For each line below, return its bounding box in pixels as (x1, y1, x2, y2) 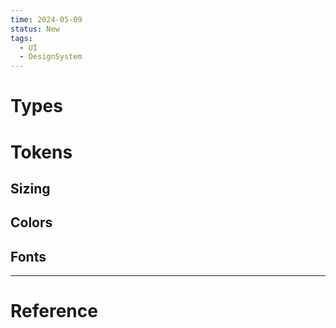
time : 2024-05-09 (10, 14, 83, 25)
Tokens (10, 141, 73, 163)
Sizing (10, 180, 51, 197)
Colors (10, 214, 53, 231)
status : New (10, 24, 60, 34)
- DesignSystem (19, 52, 83, 62)
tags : (10, 33, 33, 43)
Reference (10, 300, 98, 323)
